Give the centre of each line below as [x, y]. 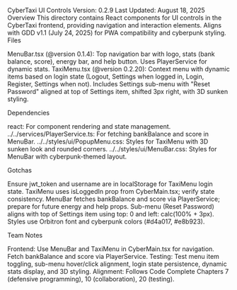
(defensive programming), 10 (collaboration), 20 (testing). [91, 279]
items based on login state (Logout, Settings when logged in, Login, [106, 76]
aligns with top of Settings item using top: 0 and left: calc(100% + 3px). [111, 214]
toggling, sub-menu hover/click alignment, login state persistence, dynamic [117, 264]
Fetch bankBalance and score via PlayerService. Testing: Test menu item [113, 256]
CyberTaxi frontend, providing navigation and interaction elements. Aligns [114, 25]
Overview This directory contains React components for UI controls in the [115, 18]
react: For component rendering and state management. [89, 126]
